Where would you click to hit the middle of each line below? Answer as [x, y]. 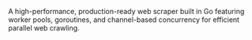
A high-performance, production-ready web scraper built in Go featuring [126, 11]
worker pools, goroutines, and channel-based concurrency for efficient [124, 20]
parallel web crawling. [44, 28]
